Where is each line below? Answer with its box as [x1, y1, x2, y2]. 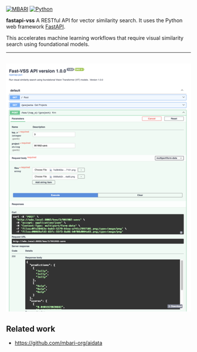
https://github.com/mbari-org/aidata [14, 340, 103, 347]
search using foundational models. [6, 41, 90, 47]
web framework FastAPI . [6, 23, 66, 30]
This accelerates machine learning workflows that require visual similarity [6, 35, 184, 41]
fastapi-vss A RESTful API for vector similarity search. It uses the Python [6, 17, 183, 23]
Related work [6, 324, 56, 334]
